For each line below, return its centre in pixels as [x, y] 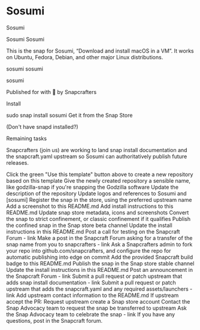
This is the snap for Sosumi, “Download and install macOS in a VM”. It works [100, 51]
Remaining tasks [26, 138]
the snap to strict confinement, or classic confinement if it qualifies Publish [99, 219]
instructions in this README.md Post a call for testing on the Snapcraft [93, 231]
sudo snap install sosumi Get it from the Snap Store [69, 115]
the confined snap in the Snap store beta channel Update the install [89, 225]
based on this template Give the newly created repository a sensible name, [98, 180]
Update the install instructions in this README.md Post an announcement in [100, 270]
